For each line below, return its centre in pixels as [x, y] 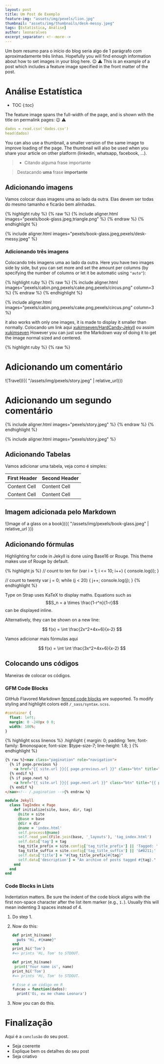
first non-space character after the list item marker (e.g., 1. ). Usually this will [82, 902]
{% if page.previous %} [33, 765]
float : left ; [23, 717]
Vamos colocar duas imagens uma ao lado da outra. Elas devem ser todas [79, 199]
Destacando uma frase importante [52, 172]
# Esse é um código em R [37, 985]
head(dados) [17, 133]
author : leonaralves [26, 32]
